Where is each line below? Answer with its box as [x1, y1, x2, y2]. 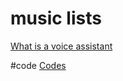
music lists [10, 7, 102, 30]
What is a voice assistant [10, 40, 113, 52]
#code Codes [10, 59, 67, 71]
